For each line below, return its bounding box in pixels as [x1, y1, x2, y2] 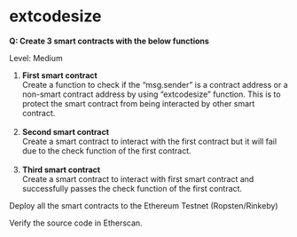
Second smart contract [21, 126, 109, 137]
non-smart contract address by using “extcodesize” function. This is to [21, 89, 281, 99]
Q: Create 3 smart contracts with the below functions [9, 36, 210, 46]
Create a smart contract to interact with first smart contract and [21, 173, 254, 184]
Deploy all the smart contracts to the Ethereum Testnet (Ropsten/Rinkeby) [9, 200, 278, 210]
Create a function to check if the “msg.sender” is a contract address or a [21, 79, 288, 90]
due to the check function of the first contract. [21, 145, 192, 156]
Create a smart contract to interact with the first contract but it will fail [21, 136, 277, 146]
